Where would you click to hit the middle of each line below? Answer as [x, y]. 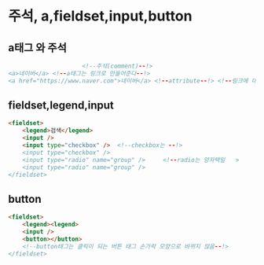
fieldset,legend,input [61, 106]
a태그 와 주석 [37, 48]
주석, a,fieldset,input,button [100, 16]
